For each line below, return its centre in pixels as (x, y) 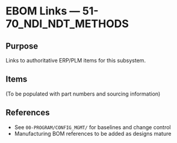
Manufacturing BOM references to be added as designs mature (93, 133)
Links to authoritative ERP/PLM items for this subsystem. (76, 60)
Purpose (22, 46)
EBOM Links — (43, 11)
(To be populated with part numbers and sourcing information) (83, 94)
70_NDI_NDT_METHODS (67, 24)
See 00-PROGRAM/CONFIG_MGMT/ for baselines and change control (92, 127)
